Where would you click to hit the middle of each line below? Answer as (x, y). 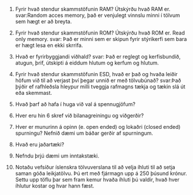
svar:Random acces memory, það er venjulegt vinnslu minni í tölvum (98, 15)
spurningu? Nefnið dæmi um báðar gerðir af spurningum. (84, 133)
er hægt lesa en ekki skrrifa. (49, 45)
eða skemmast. (33, 93)
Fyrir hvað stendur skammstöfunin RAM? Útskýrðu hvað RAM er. (93, 9)
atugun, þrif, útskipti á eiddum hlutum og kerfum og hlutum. (87, 63)
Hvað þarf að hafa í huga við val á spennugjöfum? (75, 104)
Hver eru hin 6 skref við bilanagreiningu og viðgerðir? (79, 115)
